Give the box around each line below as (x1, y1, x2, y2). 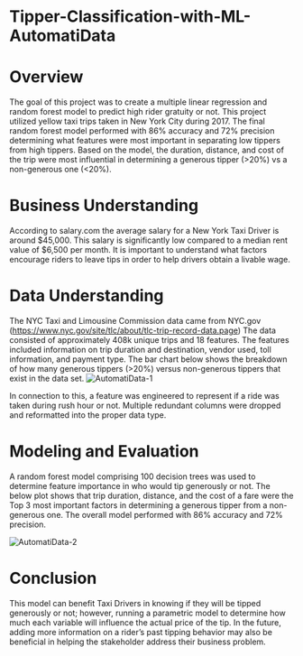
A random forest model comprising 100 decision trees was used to (9, 471, 256, 482)
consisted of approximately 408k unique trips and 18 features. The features (9, 335, 290, 345)
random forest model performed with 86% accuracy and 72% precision (9, 125, 275, 136)
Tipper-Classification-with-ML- (9, 6, 252, 27)
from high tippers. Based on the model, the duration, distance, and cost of (9, 144, 284, 155)
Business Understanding (9, 196, 199, 216)
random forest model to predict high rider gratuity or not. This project (9, 106, 267, 117)
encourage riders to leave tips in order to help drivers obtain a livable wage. (9, 254, 291, 265)
